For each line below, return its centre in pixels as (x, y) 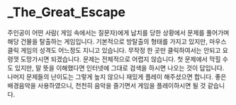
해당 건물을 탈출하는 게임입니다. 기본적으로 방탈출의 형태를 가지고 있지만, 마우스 (117, 41)
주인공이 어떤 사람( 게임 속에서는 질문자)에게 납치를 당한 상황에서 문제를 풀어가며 (118, 32)
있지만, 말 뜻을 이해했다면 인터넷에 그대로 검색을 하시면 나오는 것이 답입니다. (119, 68)
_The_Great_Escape (67, 12)
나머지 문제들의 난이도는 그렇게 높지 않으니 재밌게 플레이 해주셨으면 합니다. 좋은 (117, 76)
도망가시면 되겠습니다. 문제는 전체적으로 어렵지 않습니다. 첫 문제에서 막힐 (120, 59)
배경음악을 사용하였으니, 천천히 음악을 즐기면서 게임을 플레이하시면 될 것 (107, 85)
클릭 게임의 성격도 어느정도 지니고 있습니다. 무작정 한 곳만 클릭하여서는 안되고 (114, 50)
